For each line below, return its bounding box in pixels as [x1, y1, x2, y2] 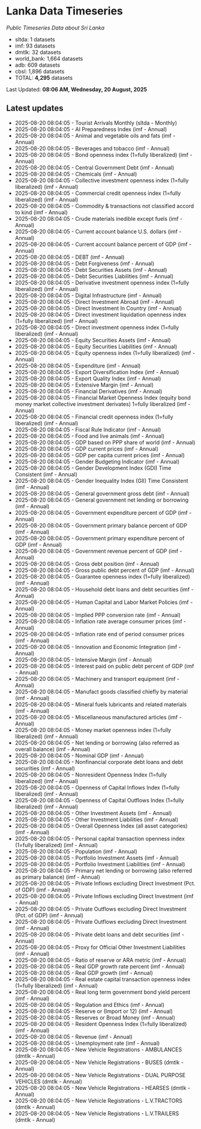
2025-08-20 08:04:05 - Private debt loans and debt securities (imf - [14, 931, 185, 938]
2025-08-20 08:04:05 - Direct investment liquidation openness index [14, 311, 187, 318]
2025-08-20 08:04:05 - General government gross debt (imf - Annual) [14, 490, 190, 497]
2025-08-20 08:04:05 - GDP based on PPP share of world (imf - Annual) [14, 438, 196, 446]
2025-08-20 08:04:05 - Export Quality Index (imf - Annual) [14, 375, 161, 382]
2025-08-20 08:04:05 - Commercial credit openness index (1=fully [14, 189, 181, 197]
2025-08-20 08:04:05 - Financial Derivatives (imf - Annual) [14, 387, 163, 395]
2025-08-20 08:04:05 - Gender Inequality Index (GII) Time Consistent [14, 477, 188, 484]
